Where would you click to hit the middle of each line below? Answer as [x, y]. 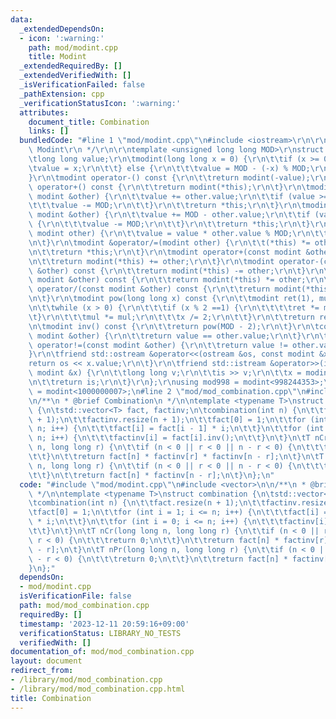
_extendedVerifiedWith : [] [75, 76]
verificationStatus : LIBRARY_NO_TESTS [100, 633]
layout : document [46, 661]
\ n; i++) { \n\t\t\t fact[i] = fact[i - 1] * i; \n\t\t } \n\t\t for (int [176, 429]
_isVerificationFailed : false [82, 85]
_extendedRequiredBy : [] [71, 66]
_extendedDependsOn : [62, 29]
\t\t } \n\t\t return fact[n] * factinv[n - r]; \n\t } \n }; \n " [151, 475]
